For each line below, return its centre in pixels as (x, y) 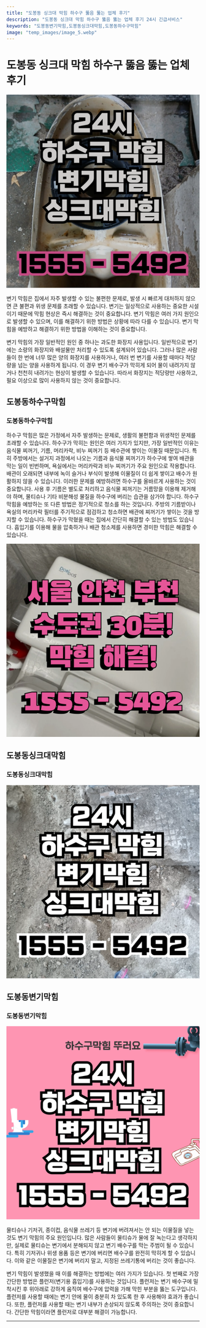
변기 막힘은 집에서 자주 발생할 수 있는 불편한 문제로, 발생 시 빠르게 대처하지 (95, 299)
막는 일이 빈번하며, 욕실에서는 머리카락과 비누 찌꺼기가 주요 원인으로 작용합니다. (101, 465)
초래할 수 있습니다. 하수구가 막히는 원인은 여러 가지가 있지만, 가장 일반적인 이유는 (103, 443)
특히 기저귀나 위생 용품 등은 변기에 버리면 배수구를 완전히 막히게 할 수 (97, 1253)
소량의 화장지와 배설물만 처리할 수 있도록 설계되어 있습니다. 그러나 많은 (102, 350)
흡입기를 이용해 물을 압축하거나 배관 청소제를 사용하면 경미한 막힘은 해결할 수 (106, 527)
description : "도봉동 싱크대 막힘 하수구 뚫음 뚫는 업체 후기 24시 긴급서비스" (94, 19)
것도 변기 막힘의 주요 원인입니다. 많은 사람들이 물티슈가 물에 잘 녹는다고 (91, 1238)
